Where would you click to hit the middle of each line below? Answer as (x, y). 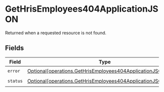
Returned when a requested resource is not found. (56, 33)
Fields (15, 48)
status (15, 81)
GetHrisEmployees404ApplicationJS (82, 9)
